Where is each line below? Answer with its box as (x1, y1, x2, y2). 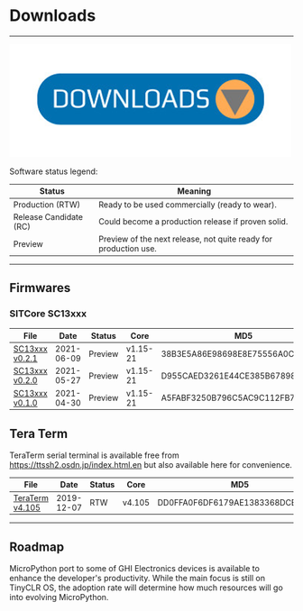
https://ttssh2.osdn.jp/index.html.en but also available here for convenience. (9, 459, 293, 470)
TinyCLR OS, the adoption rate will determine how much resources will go (9, 582, 284, 593)
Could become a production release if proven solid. (98, 216, 289, 227)
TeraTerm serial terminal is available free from (9, 450, 179, 461)
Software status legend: (9, 166, 98, 177)
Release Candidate (13, 211, 84, 222)
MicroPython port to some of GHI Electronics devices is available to (9, 563, 260, 573)
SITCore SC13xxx (9, 307, 87, 320)
